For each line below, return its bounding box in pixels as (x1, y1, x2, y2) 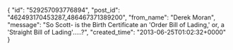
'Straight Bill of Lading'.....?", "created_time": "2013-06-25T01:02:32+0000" (7, 28, 227, 36)
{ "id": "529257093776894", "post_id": (7, 6, 120, 14)
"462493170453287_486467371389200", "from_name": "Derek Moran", (7, 13, 215, 22)
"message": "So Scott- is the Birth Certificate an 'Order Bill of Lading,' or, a (7, 21, 225, 28)
